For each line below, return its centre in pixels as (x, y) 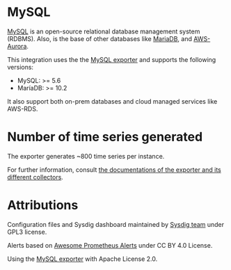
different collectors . (35, 177)
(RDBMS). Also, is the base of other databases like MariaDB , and (100, 38)
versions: (20, 67)
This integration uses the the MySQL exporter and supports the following (112, 59)
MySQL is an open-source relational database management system (104, 31)
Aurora (17, 46)
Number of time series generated (105, 137)
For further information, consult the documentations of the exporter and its (114, 169)
